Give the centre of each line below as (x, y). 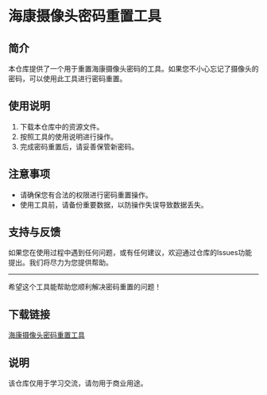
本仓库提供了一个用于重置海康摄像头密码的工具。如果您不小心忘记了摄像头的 (133, 69)
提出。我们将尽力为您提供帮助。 (60, 262)
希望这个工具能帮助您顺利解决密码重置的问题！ (85, 287)
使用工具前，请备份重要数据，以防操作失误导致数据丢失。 (114, 204)
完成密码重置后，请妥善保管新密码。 (79, 146)
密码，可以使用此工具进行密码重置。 (68, 79)
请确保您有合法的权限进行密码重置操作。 (86, 195)
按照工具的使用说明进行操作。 (68, 137)
